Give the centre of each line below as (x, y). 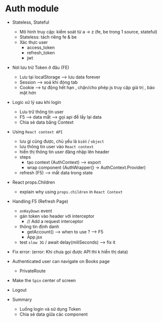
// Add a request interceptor (55, 221)
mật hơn (28, 93)
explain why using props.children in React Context (71, 192)
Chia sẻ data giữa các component (54, 314)
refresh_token (41, 53)
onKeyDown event (36, 211)
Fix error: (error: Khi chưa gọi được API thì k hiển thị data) (70, 252)
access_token (41, 47)
